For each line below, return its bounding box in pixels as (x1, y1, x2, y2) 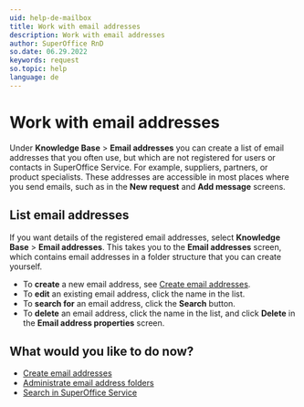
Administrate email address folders (22, 378, 154, 389)
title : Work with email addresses (9, 22, 142, 31)
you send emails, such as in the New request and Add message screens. (9, 181, 286, 192)
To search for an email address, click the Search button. (22, 297, 236, 308)
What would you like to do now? (9, 343, 194, 359)
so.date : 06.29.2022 (9, 47, 89, 57)
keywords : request (9, 56, 79, 65)
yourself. (9, 261, 43, 272)
